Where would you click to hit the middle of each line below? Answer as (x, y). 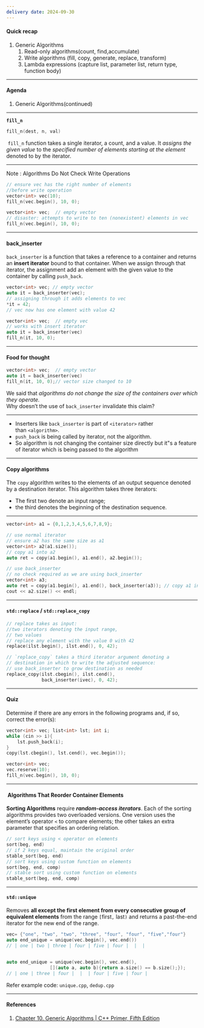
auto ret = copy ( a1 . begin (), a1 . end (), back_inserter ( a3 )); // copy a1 (99, 586)
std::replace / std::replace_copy (48, 611)
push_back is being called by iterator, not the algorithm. (83, 436)
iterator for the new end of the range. (53, 923)
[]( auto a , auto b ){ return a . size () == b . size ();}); (118, 968)
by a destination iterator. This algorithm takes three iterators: (82, 489)
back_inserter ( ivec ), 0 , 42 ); (80, 680)
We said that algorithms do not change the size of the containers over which (102, 393)
